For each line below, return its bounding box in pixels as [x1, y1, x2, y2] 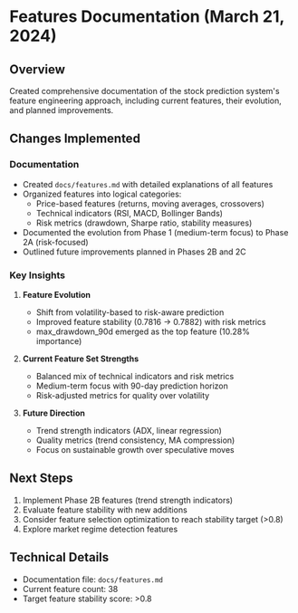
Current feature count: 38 [22, 583, 119, 594]
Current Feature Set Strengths [22, 353, 139, 364]
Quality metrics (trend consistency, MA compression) [35, 435, 236, 445]
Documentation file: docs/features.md [22, 573, 163, 585]
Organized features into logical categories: [22, 188, 182, 199]
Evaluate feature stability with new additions [22, 504, 187, 515]
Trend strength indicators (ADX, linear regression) [35, 425, 222, 436]
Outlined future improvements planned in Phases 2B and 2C [22, 246, 246, 257]
